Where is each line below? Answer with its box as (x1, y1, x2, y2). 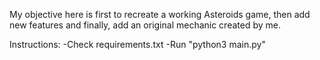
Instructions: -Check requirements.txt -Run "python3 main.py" (9, 39, 266, 50)
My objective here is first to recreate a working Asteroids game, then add (9, 9, 311, 20)
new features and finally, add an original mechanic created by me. (9, 19, 281, 31)
